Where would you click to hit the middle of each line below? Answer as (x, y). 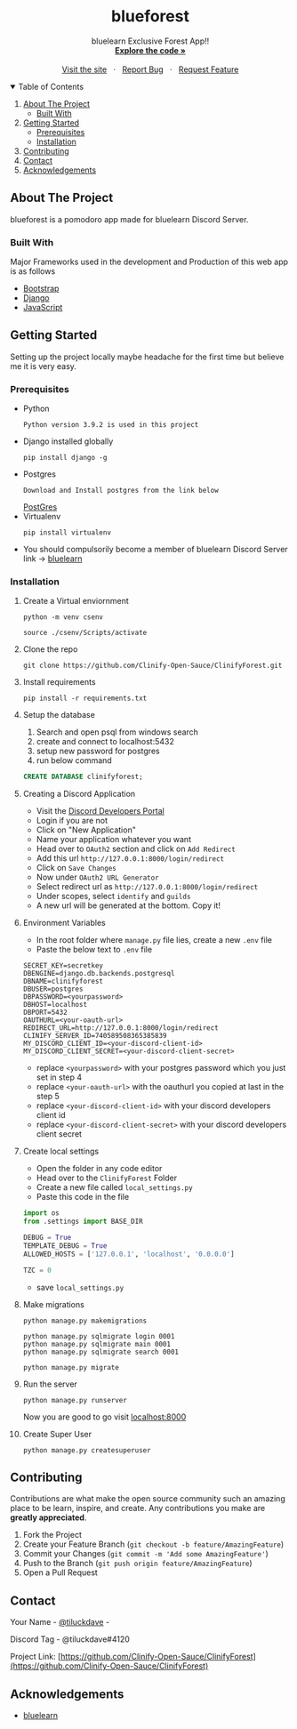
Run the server (50, 1384)
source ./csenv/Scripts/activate (85, 633)
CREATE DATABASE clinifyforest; (83, 777)
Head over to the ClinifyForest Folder (107, 1178)
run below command (74, 760)
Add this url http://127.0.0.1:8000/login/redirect (130, 858)
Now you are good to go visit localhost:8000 (104, 1417)
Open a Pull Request (60, 1572)
